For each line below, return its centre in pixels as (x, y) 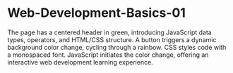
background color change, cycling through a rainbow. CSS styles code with (117, 47)
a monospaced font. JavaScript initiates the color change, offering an (108, 55)
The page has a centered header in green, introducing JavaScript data (109, 32)
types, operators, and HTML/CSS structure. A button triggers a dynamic (112, 39)
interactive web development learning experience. (80, 62)
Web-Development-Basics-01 (96, 13)
